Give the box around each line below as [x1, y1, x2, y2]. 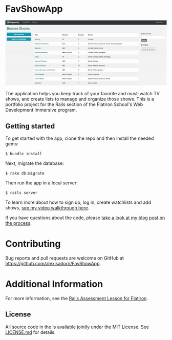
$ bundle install [5, 152, 42, 157]
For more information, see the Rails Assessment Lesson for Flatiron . [5, 295, 148, 301]
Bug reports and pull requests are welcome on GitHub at [5, 254, 124, 261]
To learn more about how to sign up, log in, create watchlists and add [5, 199, 152, 205]
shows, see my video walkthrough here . [5, 205, 90, 211]
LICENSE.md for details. [5, 329, 56, 335]
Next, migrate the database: [5, 160, 64, 166]
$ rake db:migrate [5, 171, 45, 176]
